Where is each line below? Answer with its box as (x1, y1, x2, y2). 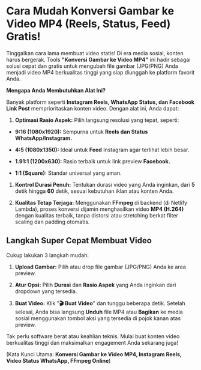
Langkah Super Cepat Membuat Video (6, 235, 152, 246)
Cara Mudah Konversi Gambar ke (6, 4, 175, 18)
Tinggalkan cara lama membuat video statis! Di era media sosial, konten (6, 49, 184, 56)
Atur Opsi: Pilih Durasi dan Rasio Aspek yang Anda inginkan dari (14, 281, 176, 288)
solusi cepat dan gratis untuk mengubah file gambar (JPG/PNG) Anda (6, 62, 178, 70)
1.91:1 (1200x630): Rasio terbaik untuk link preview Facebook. (14, 157, 170, 165)
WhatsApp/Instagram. (14, 134, 73, 142)
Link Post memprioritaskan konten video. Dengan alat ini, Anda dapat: (6, 105, 179, 112)
